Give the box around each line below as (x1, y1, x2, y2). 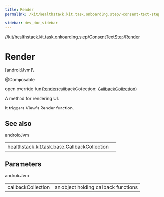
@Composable (5, 77, 35, 83)
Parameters (5, 160, 41, 168)
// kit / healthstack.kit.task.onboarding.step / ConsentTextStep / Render (5, 34, 140, 40)
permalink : (5, 12, 27, 17)
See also (5, 119, 32, 128)
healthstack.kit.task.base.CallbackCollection (7, 143, 109, 150)
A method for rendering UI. (5, 96, 60, 102)
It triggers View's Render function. (5, 105, 74, 111)
